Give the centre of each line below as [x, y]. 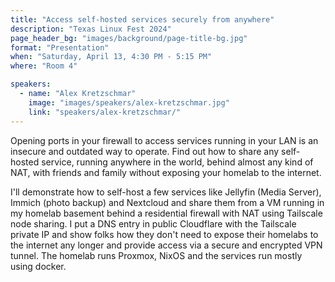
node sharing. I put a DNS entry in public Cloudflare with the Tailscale [153, 223]
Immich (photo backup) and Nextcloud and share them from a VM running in [167, 202]
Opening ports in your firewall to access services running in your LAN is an [164, 140]
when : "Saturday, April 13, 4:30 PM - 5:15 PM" [111, 57]
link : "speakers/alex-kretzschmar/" [105, 112]
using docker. [38, 266]
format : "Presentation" [60, 47]
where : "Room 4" [44, 66]
